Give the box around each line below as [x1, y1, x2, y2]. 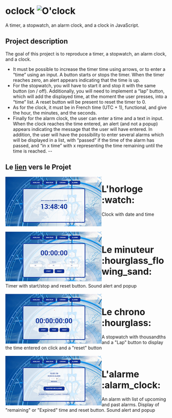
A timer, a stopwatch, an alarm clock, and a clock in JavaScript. [5, 22, 140, 28]
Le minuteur [102, 244, 154, 255]
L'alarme [102, 368, 140, 380]
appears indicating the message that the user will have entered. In [12, 126, 152, 132]
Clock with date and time [102, 211, 155, 218]
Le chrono [102, 306, 145, 318]
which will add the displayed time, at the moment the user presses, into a [12, 93, 167, 100]
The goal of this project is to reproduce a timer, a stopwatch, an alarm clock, [5, 50, 167, 56]
